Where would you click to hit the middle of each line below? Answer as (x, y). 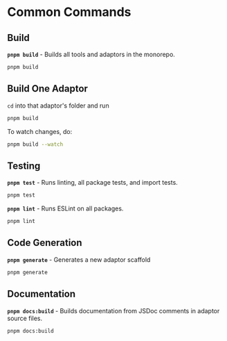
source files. (25, 318)
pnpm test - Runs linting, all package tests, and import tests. (92, 183)
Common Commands (69, 12)
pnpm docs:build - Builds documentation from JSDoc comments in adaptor (113, 310)
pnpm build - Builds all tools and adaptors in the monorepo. (91, 54)
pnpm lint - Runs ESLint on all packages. (65, 208)
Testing (24, 166)
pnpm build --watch (35, 144)
